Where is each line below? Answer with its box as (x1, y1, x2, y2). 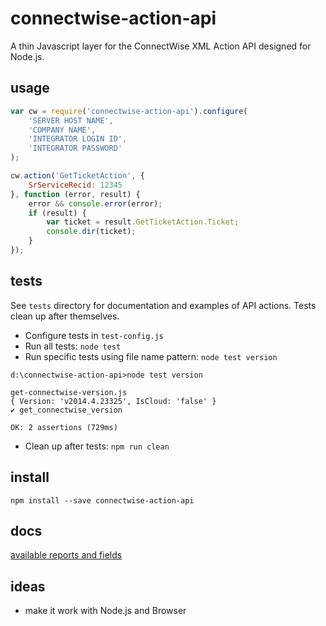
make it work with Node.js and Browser (24, 605, 187, 617)
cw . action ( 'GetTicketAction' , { (10, 171, 145, 181)
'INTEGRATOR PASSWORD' (28, 143, 123, 154)
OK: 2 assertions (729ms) (10, 422, 118, 432)
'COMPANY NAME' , (28, 125, 97, 135)
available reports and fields (10, 549, 123, 561)
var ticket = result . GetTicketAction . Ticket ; (46, 217, 240, 227)
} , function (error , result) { (10, 189, 141, 199)
